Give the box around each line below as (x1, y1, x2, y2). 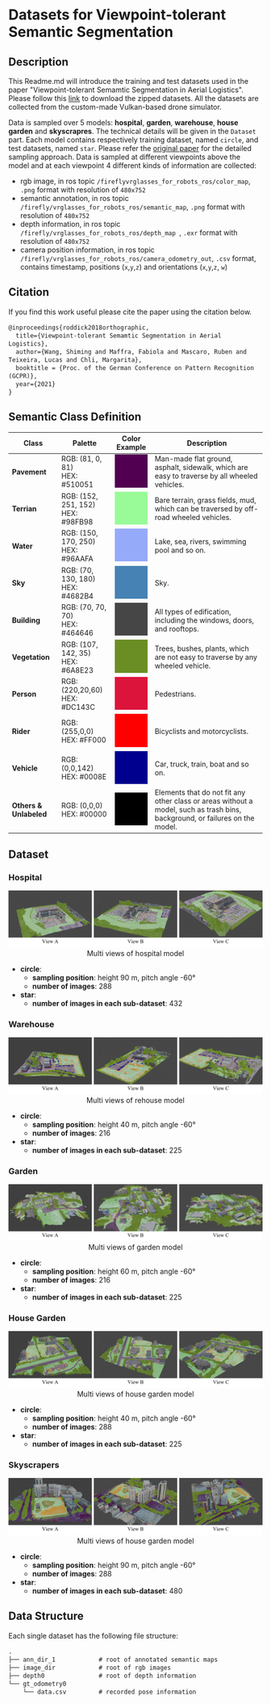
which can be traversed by (154, 504, 244, 514)
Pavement (11, 467, 47, 476)
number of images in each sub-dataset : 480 (31, 1586, 183, 1596)
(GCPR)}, (8, 371, 38, 380)
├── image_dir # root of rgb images (8, 1664, 172, 1672)
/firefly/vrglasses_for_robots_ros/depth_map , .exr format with (19, 228, 238, 237)
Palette (72, 438, 97, 447)
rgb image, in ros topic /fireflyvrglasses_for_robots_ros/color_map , (19, 176, 251, 186)
